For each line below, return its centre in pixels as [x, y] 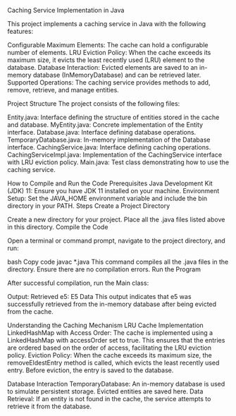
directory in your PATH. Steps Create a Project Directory [89, 206]
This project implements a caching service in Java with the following [107, 24]
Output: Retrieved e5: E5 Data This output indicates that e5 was [99, 296]
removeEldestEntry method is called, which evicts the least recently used [113, 363]
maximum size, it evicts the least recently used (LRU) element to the [106, 60]
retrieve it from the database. [49, 406]
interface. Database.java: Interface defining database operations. [102, 132]
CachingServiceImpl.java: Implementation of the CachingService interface [115, 155]
